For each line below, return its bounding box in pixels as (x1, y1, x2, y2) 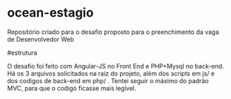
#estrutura (7, 48, 37, 57)
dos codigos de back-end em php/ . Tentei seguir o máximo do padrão (7, 76, 209, 84)
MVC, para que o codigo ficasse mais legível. (7, 84, 137, 92)
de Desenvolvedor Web (7, 35, 74, 43)
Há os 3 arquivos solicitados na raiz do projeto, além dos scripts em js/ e (7, 69, 215, 78)
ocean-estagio (7, 5, 94, 21)
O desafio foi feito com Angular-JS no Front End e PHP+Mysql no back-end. (7, 62, 224, 70)
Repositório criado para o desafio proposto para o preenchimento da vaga (7, 28, 220, 36)
